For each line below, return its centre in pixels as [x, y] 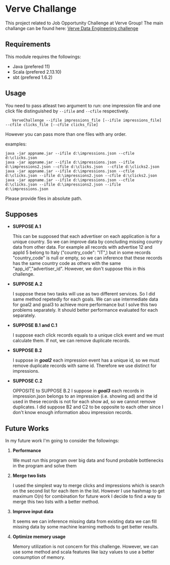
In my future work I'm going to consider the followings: [62, 441]
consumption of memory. [39, 557]
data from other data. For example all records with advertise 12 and [82, 247]
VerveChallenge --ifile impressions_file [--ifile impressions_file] [87, 120]
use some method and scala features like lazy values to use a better [83, 552]
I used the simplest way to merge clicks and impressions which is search [88, 486]
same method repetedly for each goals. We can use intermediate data [85, 299]
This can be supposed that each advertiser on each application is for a [86, 236]
